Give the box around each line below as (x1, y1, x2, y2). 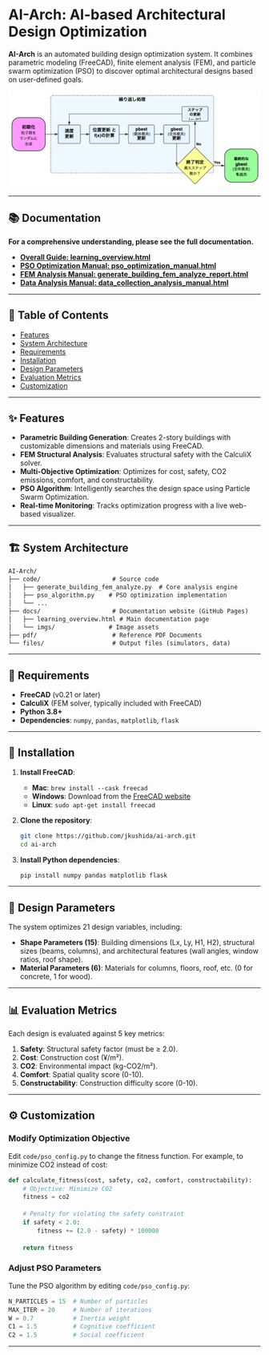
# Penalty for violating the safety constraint (22, 1210, 184, 1218)
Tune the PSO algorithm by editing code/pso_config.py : (8, 1281, 191, 1290)
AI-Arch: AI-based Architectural (8, 6, 226, 24)
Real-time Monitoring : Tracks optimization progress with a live (19, 501, 228, 510)
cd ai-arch (19, 840, 57, 848)
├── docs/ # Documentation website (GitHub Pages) (8, 607, 249, 616)
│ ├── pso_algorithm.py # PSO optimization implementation (8, 591, 227, 600)
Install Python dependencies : (19, 854, 120, 864)
